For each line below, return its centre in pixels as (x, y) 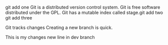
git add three (19, 18)
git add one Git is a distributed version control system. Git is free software (83, 7)
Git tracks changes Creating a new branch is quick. (59, 27)
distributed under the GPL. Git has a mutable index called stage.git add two (84, 12)
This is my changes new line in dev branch (50, 37)
